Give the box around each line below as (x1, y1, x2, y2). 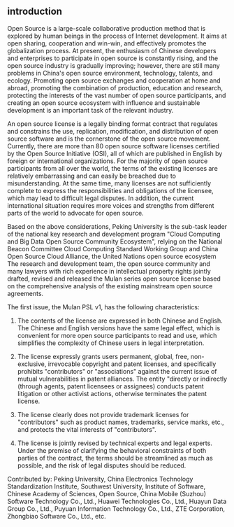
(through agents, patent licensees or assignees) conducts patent (17, 381, 204, 391)
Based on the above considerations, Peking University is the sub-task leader (7, 222, 228, 230)
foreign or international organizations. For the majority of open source (7, 157, 208, 165)
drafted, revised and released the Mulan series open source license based (7, 274, 221, 283)
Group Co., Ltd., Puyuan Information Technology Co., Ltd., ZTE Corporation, (7, 504, 226, 513)
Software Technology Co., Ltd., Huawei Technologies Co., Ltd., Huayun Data (7, 497, 227, 505)
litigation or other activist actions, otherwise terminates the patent (17, 389, 207, 398)
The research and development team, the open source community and (7, 259, 211, 268)
